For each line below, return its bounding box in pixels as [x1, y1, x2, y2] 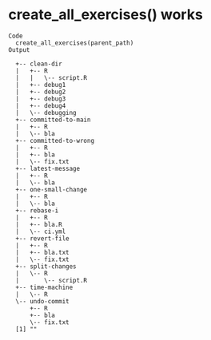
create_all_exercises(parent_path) [15, 38, 134, 47]
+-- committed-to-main [15, 116, 91, 124]
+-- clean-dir [15, 60, 62, 68]
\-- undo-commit [15, 297, 70, 305]
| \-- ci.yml [15, 227, 66, 235]
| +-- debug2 [15, 88, 66, 96]
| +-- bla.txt [15, 248, 70, 256]
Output [8, 45, 30, 53]
